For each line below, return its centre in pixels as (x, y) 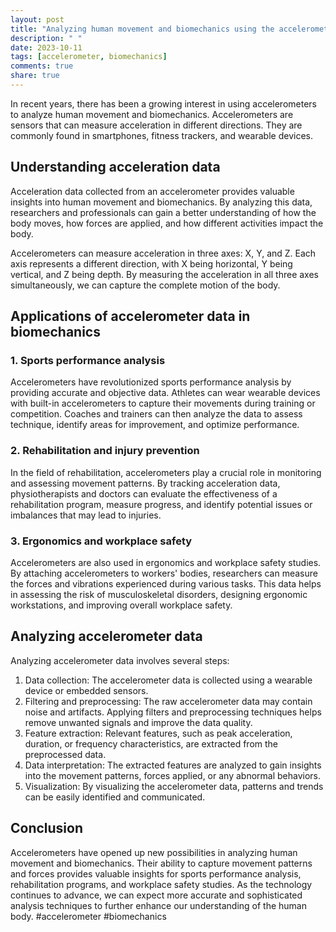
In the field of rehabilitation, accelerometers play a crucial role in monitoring (166, 472)
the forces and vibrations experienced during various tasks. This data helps (166, 583)
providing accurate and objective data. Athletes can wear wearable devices (165, 393)
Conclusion (47, 828)
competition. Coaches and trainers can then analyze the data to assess (156, 414)
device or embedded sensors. (86, 690)
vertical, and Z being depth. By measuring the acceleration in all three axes (164, 274)
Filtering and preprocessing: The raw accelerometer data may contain (168, 701)
